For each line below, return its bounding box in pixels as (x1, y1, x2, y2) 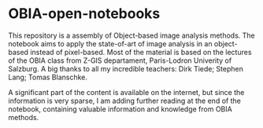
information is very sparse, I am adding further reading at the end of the (8, 96, 242, 105)
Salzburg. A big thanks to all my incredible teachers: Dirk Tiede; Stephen (8, 64, 244, 73)
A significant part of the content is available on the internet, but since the (8, 87, 245, 97)
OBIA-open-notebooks (8, 5, 161, 23)
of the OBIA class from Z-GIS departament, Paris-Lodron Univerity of (8, 56, 232, 65)
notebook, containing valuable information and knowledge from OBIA (8, 104, 232, 114)
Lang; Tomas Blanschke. (8, 72, 88, 82)
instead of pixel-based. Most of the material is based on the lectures (30, 47, 252, 57)
